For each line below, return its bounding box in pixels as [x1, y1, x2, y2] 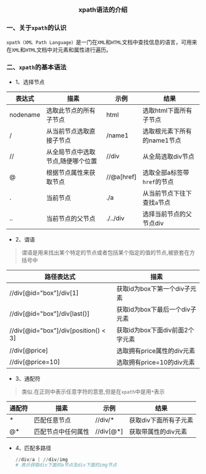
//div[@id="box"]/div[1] [9, 288, 79, 297]
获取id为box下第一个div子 [116, 284, 191, 292]
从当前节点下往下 [142, 189, 192, 197]
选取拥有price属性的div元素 [116, 346, 196, 355]
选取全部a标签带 [142, 168, 189, 177]
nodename [9, 110, 40, 119]
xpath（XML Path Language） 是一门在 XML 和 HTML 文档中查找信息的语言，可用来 [6, 39, 197, 46]
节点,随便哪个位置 [45, 156, 97, 165]
